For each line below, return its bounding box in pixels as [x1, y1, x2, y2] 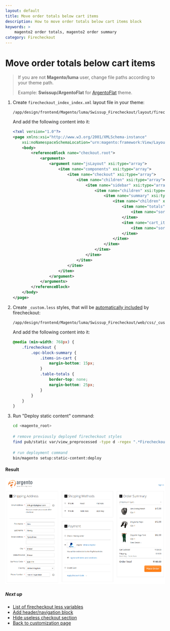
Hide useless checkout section [12, 614, 77, 620]
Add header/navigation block [12, 609, 74, 615]
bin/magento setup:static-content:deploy [12, 455, 101, 460]
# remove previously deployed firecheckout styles [12, 434, 122, 439]
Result [5, 467, 19, 473]
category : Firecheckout [5, 35, 56, 40]
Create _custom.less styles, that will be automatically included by [12, 304, 149, 310]
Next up [5, 591, 22, 597]
